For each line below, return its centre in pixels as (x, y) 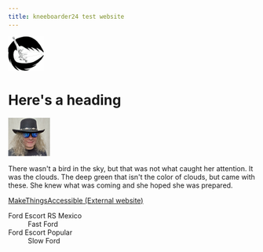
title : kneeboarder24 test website (66, 16)
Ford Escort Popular (40, 232)
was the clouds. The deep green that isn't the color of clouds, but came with (131, 177)
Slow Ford (44, 240)
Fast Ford (43, 224)
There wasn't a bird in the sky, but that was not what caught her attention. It (131, 168)
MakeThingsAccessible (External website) (76, 200)
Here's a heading (65, 100)
